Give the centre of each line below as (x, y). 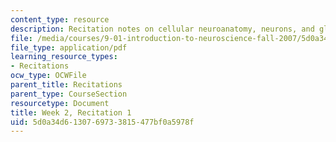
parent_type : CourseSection (69, 94)
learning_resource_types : (64, 57)
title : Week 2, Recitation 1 (71, 112)
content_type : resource (60, 19)
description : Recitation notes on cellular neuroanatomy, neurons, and (162, 29)
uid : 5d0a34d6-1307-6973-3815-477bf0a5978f (102, 122)
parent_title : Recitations (66, 85)
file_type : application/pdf (69, 47)
